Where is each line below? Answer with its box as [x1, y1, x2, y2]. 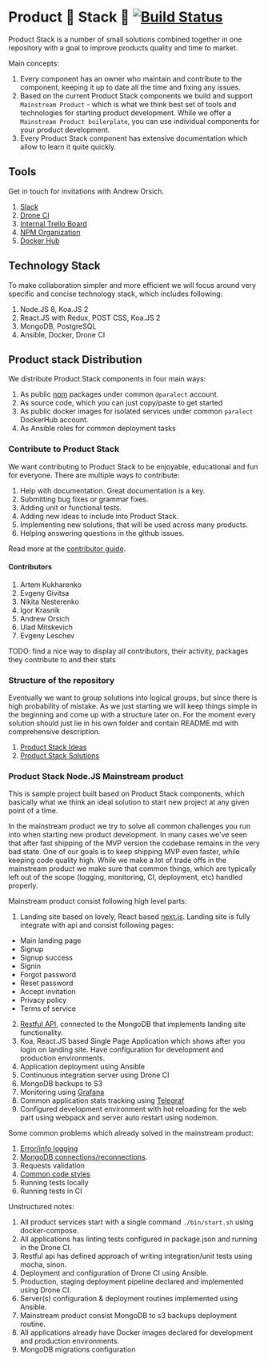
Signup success [19, 953, 74, 963]
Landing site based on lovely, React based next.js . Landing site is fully [19, 912, 250, 921]
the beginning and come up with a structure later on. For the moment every [8, 710, 256, 720]
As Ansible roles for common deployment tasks [19, 424, 176, 433]
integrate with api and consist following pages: [19, 921, 174, 930]
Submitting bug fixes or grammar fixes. [19, 494, 149, 504]
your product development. [19, 125, 110, 134]
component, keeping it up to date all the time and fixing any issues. [19, 82, 242, 92]
